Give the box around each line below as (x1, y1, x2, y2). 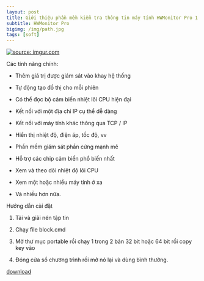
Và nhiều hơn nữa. (15, 191, 61, 198)
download (6, 268, 32, 276)
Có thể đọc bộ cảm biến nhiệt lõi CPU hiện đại (15, 96, 131, 103)
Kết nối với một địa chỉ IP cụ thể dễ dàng (15, 108, 117, 115)
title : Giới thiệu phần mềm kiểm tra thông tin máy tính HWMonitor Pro (6, 15, 192, 21)
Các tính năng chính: (6, 60, 59, 68)
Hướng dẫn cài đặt (6, 202, 53, 210)
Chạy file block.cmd (15, 226, 66, 233)
